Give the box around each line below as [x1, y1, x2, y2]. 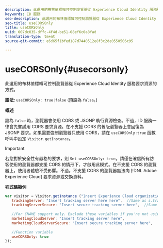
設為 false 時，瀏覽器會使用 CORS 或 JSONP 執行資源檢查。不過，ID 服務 [5, 117, 153, 123]
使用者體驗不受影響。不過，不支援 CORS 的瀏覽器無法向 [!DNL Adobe [17, 167, 157, 173]
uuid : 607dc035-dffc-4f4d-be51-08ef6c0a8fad [5, 30, 97, 34]
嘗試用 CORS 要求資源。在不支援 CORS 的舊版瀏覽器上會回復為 [17, 123, 144, 129]
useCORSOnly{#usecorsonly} [5, 64, 129, 75]
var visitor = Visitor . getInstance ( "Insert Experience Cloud [5, 194, 133, 198]
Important [5, 145, 25, 151]
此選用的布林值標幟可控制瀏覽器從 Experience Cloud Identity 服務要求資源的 [5, 81, 157, 86]
